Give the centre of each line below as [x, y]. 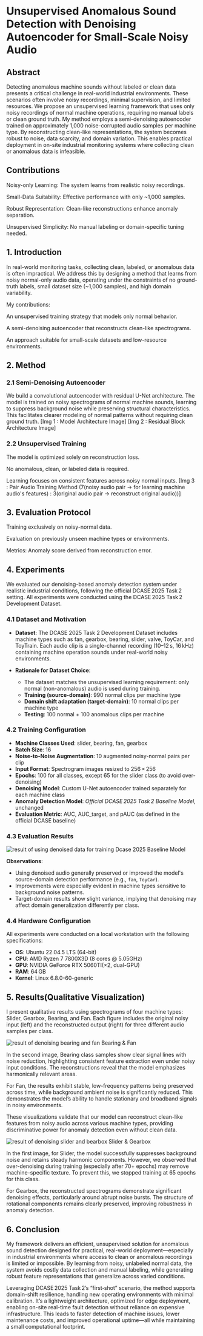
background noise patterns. [50, 892]
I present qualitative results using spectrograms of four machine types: [95, 1012]
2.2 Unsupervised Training [46, 444]
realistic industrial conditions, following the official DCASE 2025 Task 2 [94, 591]
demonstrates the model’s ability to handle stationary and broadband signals [102, 1099]
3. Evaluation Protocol [48, 512]
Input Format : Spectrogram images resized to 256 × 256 [85, 768]
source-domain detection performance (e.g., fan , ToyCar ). [87, 880]
